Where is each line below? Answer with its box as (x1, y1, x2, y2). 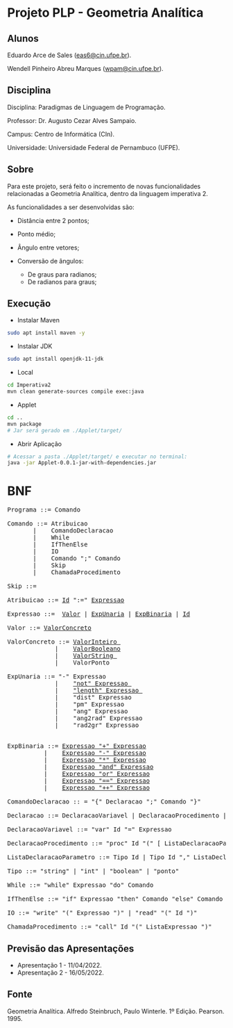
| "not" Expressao (54, 680, 128, 687)
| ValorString (54, 652, 114, 660)
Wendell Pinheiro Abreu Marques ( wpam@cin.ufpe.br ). (7, 65, 164, 72)
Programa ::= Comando (7, 506, 81, 514)
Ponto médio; (17, 229, 56, 238)
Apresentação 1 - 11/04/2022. (17, 961, 102, 970)
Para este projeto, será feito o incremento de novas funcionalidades (7, 182, 201, 190)
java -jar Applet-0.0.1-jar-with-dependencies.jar (7, 459, 157, 466)
